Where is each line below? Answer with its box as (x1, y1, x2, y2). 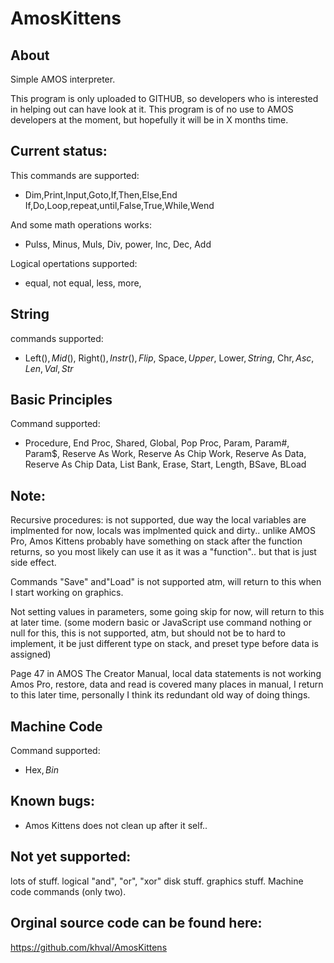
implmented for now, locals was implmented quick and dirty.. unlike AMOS (10, 525, 317, 537)
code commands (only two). (10, 885, 127, 897)
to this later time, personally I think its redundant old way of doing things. (10, 689, 311, 701)
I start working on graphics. (10, 587, 124, 599)
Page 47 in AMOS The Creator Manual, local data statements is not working (10, 668, 322, 680)
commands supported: (10, 332, 104, 344)
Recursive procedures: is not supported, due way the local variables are (10, 514, 307, 526)
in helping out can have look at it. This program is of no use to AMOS (10, 103, 294, 115)
